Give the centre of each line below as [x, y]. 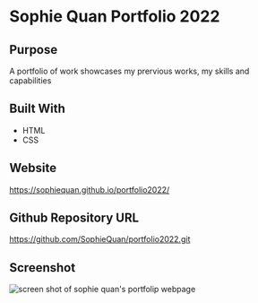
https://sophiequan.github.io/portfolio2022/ [90, 189]
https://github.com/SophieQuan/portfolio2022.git [100, 239]
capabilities [30, 81]
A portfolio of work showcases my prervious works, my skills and [129, 71]
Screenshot [43, 268]
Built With [37, 109]
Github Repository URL [74, 218]
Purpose [34, 50]
